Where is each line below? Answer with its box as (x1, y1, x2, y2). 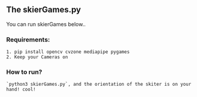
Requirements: (6, 35, 50, 43)
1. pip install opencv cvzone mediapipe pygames (6, 49, 130, 55)
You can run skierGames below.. (6, 20, 86, 27)
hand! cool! (6, 86, 36, 93)
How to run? (6, 68, 43, 76)
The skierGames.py (6, 5, 81, 15)
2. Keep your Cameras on (6, 54, 68, 60)
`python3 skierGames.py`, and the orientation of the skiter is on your (6, 82, 192, 87)
